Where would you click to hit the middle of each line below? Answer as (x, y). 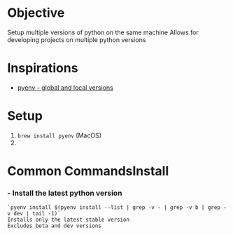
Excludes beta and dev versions (54, 226)
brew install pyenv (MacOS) (59, 135)
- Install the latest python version (65, 193)
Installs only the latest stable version (69, 220)
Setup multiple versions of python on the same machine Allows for (103, 32)
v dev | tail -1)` (34, 214)
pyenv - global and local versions (65, 87)
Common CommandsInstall (88, 171)
